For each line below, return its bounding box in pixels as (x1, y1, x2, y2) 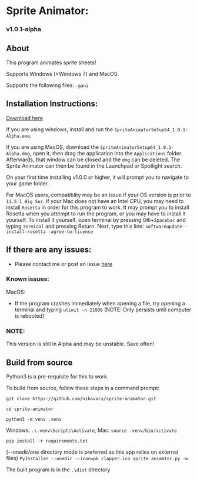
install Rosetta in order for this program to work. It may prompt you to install (6, 204, 189, 211)
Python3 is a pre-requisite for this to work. (6, 372, 109, 380)
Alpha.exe (6, 133, 31, 139)
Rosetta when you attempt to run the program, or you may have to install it (6, 210, 186, 217)
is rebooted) (14, 312, 45, 319)
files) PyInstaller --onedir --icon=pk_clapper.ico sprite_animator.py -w (6, 454, 188, 461)
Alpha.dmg (6, 151, 31, 157)
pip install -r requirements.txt (6, 438, 88, 444)
